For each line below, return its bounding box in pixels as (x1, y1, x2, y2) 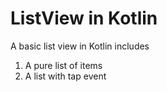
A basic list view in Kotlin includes (10, 40, 150, 52)
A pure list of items (24, 59, 103, 71)
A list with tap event (24, 70, 107, 82)
